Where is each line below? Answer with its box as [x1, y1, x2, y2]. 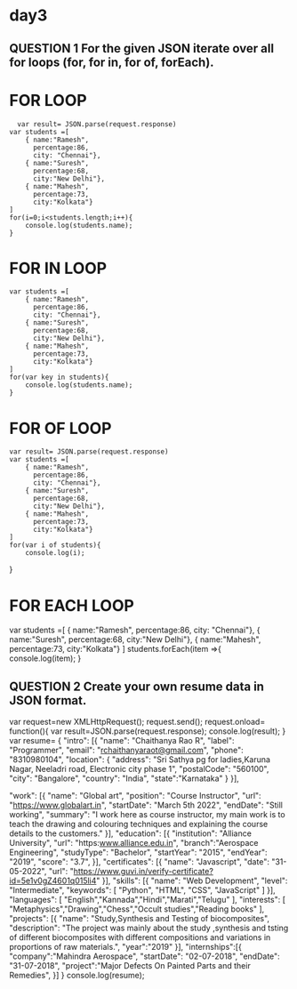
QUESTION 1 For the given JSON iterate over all [9, 41, 274, 56]
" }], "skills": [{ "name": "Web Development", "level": [96, 875, 288, 886]
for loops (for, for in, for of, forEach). [9, 54, 215, 69]
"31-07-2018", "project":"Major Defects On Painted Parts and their [9, 961, 251, 971]
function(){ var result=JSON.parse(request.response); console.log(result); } [9, 726, 286, 736]
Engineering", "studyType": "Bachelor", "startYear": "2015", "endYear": [9, 847, 269, 858]
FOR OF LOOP [9, 418, 112, 438]
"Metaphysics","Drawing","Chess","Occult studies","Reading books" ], [9, 904, 265, 914]
